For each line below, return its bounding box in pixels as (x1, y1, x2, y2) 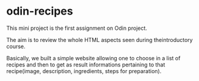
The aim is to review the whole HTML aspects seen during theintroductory (6, 36, 194, 43)
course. (6, 43, 26, 50)
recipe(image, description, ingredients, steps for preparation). (6, 67, 162, 74)
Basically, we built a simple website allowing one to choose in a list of (6, 54, 181, 62)
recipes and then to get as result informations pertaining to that (6, 61, 165, 68)
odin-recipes (6, 4, 73, 18)
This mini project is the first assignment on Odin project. (6, 24, 148, 32)
